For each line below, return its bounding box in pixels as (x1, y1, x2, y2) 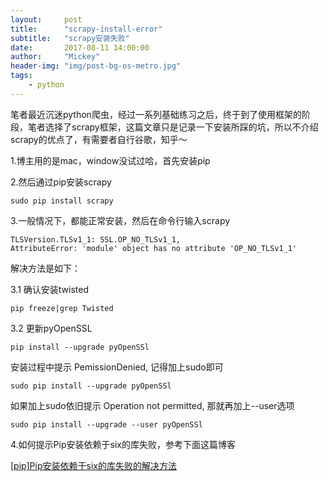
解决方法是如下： (10, 262, 81, 274)
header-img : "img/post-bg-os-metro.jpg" (10, 61, 182, 71)
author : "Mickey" (10, 52, 101, 62)
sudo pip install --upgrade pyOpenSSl (10, 381, 172, 391)
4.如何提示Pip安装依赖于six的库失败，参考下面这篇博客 (10, 438, 236, 450)
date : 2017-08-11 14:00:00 (10, 42, 150, 53)
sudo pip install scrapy (10, 196, 114, 206)
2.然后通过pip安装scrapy (10, 176, 112, 188)
